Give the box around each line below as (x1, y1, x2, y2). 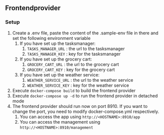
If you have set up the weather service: (19, 71, 100, 78)
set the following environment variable (12, 35, 91, 41)
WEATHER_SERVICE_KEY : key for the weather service (27, 82, 129, 88)
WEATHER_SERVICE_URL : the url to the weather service (27, 77, 134, 83)
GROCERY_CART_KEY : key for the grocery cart (27, 67, 115, 72)
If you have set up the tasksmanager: (19, 40, 96, 46)
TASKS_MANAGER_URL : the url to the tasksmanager (27, 45, 125, 51)
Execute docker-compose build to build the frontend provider (12, 87, 136, 93)
